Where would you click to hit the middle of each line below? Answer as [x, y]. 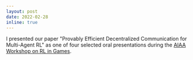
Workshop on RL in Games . [39, 51]
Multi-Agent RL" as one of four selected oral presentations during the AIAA [96, 45]
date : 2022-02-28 [27, 17]
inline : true [22, 22]
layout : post [22, 11]
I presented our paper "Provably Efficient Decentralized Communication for [96, 39]
